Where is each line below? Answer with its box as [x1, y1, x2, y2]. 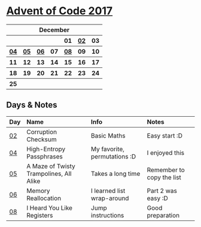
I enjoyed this [147, 148, 184, 157]
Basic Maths [90, 131, 126, 139]
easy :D [147, 194, 169, 202]
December [39, 26, 70, 34]
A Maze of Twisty [26, 162, 76, 170]
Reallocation [26, 194, 62, 202]
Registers [26, 211, 53, 219]
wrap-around [90, 194, 129, 202]
